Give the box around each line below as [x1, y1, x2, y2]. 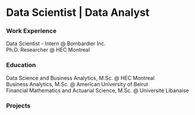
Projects [6, 102, 31, 110]
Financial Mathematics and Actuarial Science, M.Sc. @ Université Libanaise [6, 87, 190, 94]
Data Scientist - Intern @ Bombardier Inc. [6, 40, 106, 47]
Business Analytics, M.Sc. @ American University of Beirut [6, 80, 148, 87]
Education [6, 61, 37, 69]
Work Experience [6, 27, 57, 35]
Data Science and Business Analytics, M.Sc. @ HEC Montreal [6, 74, 155, 82]
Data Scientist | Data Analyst [6, 6, 150, 19]
